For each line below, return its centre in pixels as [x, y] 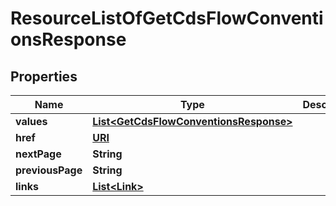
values [31, 121]
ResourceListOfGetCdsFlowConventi [167, 18]
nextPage [38, 154]
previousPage [49, 170]
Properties [44, 76]
